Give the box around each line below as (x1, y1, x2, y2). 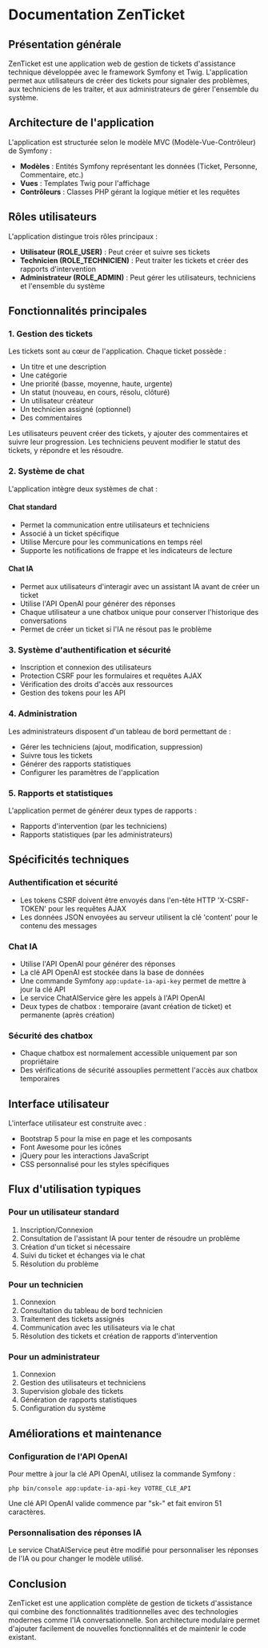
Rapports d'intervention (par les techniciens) (19, 821, 168, 830)
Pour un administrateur (8, 1351, 100, 1362)
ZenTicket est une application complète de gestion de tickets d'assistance (8, 1598, 253, 1608)
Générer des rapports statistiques (19, 759, 131, 769)
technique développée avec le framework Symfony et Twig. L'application (8, 67, 248, 77)
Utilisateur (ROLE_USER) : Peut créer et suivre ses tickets (19, 247, 210, 256)
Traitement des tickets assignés (19, 1314, 126, 1323)
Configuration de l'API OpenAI (8, 1451, 128, 1462)
